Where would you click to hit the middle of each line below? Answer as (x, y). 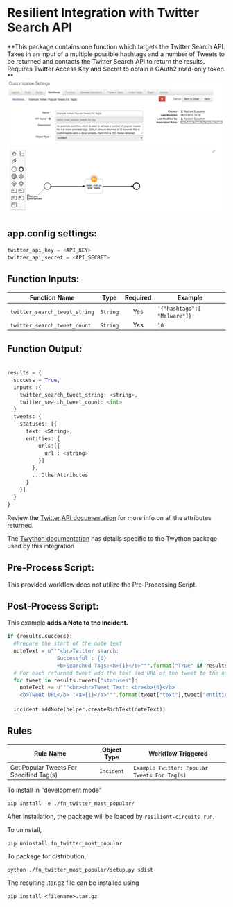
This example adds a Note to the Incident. (68, 623)
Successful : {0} (82, 658)
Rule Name (50, 753)
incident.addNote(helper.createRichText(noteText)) (90, 710)
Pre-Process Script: (51, 568)
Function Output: (45, 348)
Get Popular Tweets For (44, 767)
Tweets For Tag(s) (160, 775)
